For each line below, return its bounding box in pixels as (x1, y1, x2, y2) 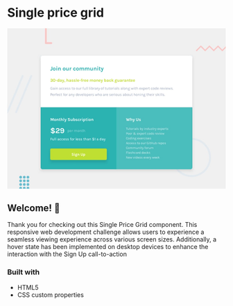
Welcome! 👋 (7, 202, 60, 214)
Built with (7, 267, 40, 277)
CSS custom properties (17, 290, 85, 299)
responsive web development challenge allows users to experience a (7, 228, 205, 237)
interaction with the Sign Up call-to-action (7, 250, 127, 258)
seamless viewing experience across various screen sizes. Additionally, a (7, 235, 217, 244)
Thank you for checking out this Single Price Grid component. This (7, 221, 198, 229)
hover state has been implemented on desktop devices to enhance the (7, 243, 209, 251)
